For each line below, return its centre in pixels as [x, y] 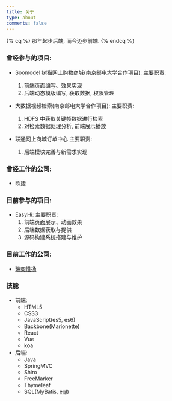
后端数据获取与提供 [48, 229]
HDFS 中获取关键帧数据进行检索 [63, 118]
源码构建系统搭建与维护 [53, 237]
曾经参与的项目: [29, 58]
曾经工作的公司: [29, 168]
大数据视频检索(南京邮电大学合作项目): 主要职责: [75, 106]
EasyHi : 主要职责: [36, 214]
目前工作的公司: [29, 254]
